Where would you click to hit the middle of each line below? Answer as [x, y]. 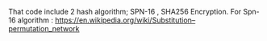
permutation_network [44, 29]
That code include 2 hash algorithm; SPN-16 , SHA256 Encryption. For [125, 12]
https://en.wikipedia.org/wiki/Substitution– [125, 20]
